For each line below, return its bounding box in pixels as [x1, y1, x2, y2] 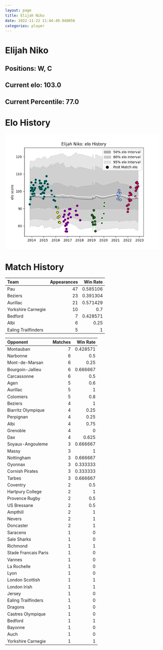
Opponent [7, 339, 28, 345]
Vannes [7, 557, 22, 563]
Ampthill [7, 509, 24, 515]
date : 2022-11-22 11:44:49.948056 [5, 18, 76, 23]
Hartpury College [7, 489, 42, 495]
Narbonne [7, 353, 28, 359]
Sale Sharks [7, 536, 31, 542]
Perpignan [7, 414, 28, 420]
